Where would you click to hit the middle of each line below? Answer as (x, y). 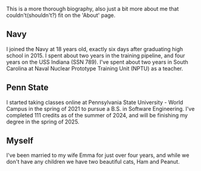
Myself (20, 141)
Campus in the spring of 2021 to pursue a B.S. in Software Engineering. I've (101, 108)
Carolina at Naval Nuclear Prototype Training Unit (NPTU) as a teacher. (95, 68)
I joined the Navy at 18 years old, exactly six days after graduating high (95, 49)
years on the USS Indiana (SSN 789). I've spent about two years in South (97, 62)
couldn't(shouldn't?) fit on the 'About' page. (61, 15)
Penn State (27, 88)
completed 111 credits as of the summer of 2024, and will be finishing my (97, 115)
